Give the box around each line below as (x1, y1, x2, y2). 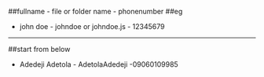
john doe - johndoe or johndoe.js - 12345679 (19, 22, 165, 31)
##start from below (8, 45, 71, 53)
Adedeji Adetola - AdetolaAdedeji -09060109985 (19, 60, 178, 69)
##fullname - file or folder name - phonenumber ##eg (8, 7, 183, 16)
